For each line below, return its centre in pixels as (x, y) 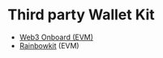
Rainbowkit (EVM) (49, 45)
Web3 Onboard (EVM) (56, 37)
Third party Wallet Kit (81, 15)
